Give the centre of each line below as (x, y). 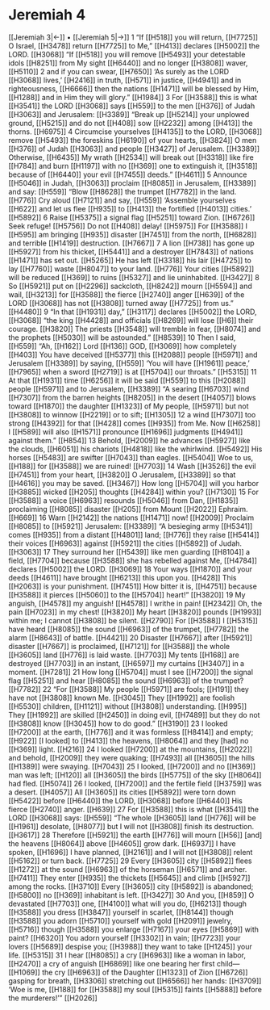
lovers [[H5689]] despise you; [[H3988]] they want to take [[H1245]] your (130, 946)
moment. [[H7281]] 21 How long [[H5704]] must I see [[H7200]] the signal (131, 672)
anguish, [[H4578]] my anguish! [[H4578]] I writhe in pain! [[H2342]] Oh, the (135, 603)
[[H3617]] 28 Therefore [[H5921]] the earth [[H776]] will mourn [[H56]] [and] (135, 835)
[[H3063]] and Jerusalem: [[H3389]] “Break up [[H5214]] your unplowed (129, 114)
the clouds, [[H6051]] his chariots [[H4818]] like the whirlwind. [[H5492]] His (135, 449)
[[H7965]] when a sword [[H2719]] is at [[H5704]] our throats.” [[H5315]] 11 (133, 371)
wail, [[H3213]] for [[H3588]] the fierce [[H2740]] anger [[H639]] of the (127, 294)
